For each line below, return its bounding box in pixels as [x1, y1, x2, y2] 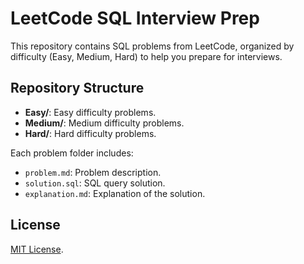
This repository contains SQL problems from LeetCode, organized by [10, 40, 295, 52]
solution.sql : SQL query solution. [24, 177, 166, 189]
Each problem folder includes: [10, 147, 134, 159]
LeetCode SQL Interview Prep [10, 7, 260, 30]
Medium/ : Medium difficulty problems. [24, 117, 185, 129]
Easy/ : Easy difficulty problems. [24, 106, 157, 118]
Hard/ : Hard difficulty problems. [24, 127, 157, 139]
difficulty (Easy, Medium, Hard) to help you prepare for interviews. [10, 50, 283, 62]
